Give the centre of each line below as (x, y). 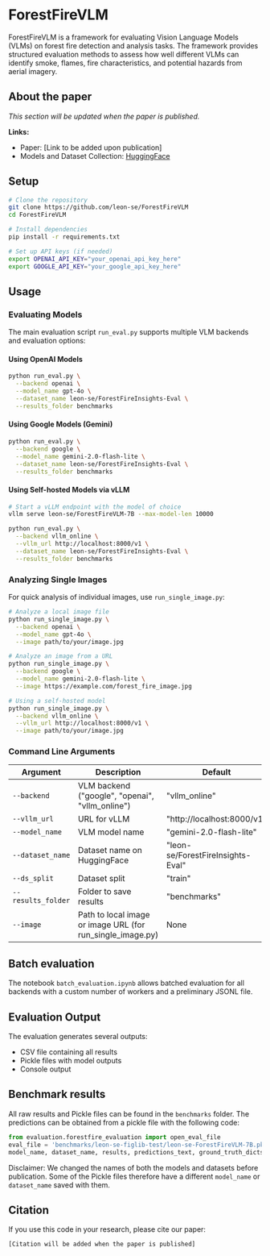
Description (118, 772)
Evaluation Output (55, 1017)
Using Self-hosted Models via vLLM (69, 490)
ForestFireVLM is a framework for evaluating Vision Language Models (123, 37)
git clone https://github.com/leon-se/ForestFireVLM (98, 207)
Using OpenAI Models (45, 359)
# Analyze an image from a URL (61, 656)
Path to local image (114, 915)
